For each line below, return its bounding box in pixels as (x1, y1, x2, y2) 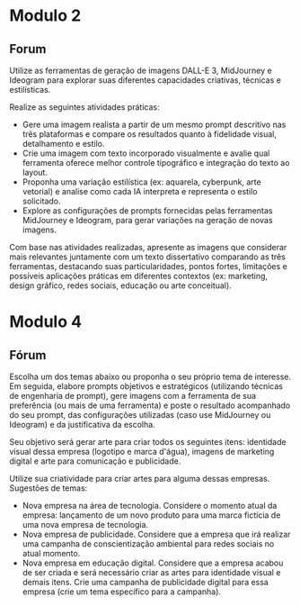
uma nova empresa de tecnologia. (22, 520, 149, 529)
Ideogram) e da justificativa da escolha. (9, 420, 155, 430)
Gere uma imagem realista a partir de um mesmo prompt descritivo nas (22, 119, 287, 130)
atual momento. (22, 548, 81, 558)
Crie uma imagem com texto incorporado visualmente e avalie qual (22, 148, 270, 158)
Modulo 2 (9, 5, 82, 26)
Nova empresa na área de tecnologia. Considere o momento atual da (22, 501, 278, 511)
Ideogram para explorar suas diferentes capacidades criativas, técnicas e (9, 75, 281, 86)
